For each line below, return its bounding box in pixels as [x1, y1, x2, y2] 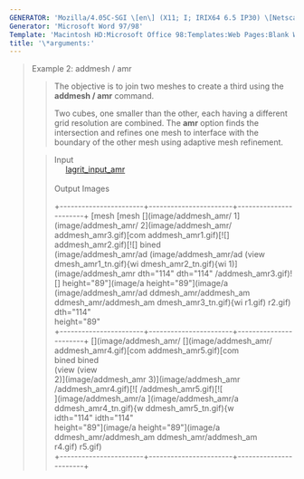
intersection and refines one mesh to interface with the [53, 128, 260, 139]
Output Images [53, 183, 110, 195]
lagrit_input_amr [65, 164, 126, 175]
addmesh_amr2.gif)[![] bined [53, 239, 161, 250]
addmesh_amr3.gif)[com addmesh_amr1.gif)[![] [53, 230, 230, 241]
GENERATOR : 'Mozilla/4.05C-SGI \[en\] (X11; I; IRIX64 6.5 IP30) [9, 13, 261, 23]
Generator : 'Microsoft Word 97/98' [9, 22, 144, 31]
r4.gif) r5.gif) [53, 441, 102, 453]
